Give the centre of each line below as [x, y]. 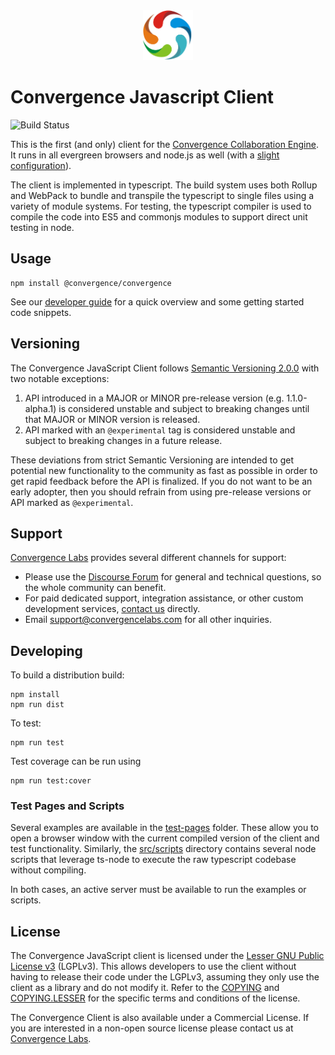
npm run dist [37, 705]
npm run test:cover [51, 781]
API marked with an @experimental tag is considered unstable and [160, 430]
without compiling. [48, 870]
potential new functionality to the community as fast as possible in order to [164, 470]
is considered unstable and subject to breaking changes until [184, 408]
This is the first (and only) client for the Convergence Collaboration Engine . [164, 144]
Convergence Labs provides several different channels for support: [148, 558]
